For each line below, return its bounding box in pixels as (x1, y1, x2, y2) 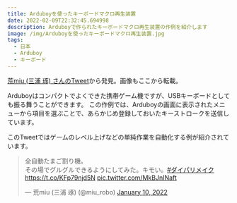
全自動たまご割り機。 (24, 156, 87, 165)
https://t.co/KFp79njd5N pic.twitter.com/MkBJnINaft (24, 173, 177, 182)
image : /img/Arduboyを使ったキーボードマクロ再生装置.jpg (7, 30, 165, 37)
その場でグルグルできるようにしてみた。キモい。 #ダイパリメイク (24, 165, 214, 173)
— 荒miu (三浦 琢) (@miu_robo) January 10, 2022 (24, 187, 168, 196)
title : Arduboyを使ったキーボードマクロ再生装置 (7, 10, 137, 18)
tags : (7, 37, 23, 44)
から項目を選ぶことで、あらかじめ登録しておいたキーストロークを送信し (19, 109, 230, 117)
